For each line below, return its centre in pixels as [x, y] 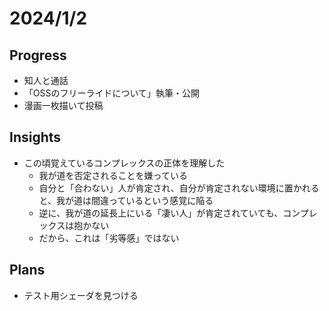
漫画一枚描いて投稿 [63, 105]
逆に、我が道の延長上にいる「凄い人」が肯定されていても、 [161, 213]
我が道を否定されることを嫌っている [113, 175]
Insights [35, 137]
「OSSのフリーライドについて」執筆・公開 [112, 93]
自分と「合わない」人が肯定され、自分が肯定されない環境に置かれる [179, 188]
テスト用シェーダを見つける [81, 295]
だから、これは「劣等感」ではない [109, 238]
